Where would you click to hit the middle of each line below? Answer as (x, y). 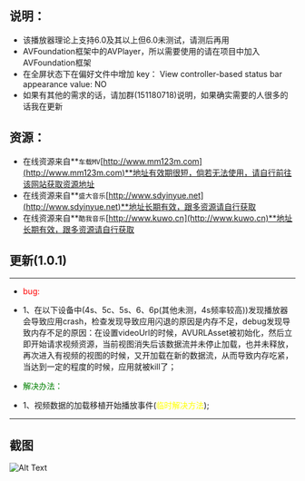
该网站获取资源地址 (59, 183)
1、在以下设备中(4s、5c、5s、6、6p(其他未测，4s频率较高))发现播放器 (155, 310)
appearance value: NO (64, 83)
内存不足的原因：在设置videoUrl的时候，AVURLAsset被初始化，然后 (157, 333)
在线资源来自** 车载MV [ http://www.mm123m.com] (112, 161)
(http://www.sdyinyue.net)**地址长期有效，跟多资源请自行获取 (139, 206)
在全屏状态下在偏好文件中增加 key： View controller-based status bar (152, 74)
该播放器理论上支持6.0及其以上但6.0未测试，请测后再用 (126, 40)
